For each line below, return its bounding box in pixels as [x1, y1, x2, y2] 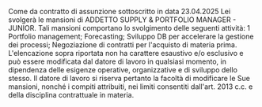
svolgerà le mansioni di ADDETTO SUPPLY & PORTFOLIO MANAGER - [8, 15, 237, 24]
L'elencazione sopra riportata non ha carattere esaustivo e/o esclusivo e [8, 49, 244, 57]
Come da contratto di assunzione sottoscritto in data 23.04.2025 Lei [8, 7, 231, 16]
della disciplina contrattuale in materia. [8, 90, 135, 99]
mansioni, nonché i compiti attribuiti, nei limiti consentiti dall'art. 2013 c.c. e [8, 82, 253, 91]
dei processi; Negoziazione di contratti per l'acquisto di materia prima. [8, 40, 237, 50]
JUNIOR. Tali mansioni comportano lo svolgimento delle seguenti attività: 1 [8, 24, 251, 32]
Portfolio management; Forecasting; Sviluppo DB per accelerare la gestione [8, 31, 254, 41]
